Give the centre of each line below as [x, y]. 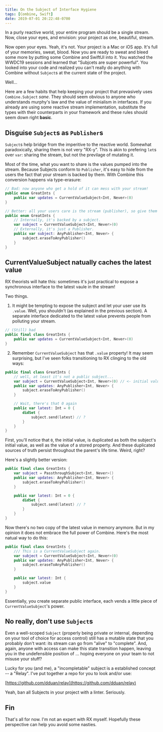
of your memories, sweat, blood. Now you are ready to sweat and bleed [77, 52]
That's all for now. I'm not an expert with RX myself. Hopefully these [73, 719]
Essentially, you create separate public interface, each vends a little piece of [81, 601]
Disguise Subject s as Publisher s [54, 133]
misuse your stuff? [24, 659]
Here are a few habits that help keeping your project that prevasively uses [79, 92]
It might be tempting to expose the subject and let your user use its [79, 306]
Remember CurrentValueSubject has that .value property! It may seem [83, 353]
